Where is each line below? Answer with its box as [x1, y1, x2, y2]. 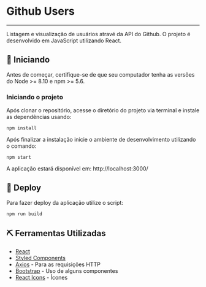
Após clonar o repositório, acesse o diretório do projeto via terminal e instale [6, 107, 200, 114]
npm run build [6, 210, 43, 217]
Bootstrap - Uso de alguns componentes [15, 267, 118, 274]
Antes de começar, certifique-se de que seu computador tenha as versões [6, 71, 195, 78]
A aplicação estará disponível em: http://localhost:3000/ [6, 165, 148, 172]
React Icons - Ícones [15, 274, 68, 281]
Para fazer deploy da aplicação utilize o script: [6, 199, 124, 206]
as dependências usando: [6, 113, 72, 121]
